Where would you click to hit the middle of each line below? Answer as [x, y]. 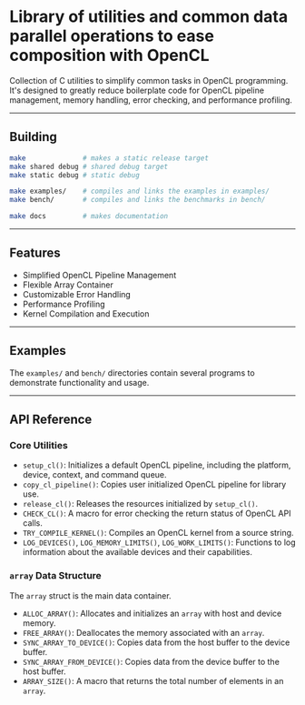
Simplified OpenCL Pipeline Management [99, 275]
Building [33, 137]
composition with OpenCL [110, 55]
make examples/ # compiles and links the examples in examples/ [140, 191]
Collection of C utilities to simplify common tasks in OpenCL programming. [149, 80]
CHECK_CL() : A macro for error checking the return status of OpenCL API [157, 514]
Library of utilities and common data [149, 17]
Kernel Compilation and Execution [86, 313]
